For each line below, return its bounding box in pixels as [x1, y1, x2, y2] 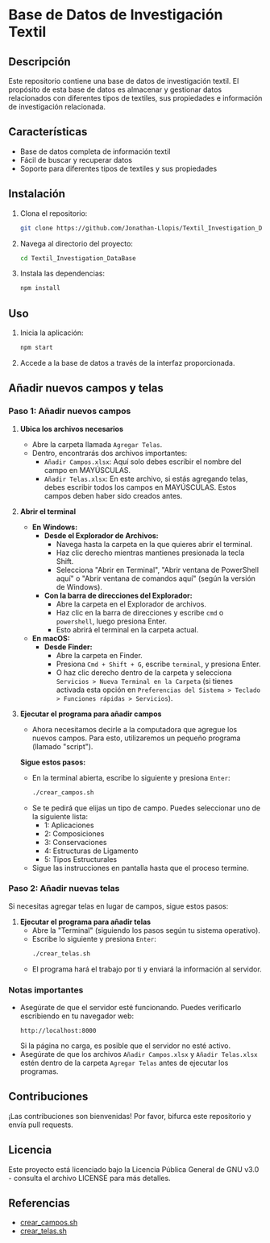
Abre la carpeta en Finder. [56, 650, 143, 660]
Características [8, 125, 88, 139]
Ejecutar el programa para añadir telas [19, 917, 152, 926]
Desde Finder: [44, 642, 93, 652]
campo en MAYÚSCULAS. [44, 465, 131, 474]
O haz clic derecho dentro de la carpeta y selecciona [56, 667, 232, 677]
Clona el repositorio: [19, 208, 88, 218]
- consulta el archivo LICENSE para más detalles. [8, 1173, 171, 1183]
